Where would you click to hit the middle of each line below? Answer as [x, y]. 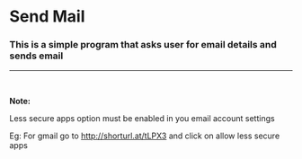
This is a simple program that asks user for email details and [143, 45]
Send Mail [47, 17]
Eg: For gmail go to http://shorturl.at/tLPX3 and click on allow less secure [145, 136]
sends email [36, 56]
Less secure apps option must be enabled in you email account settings [142, 119]
